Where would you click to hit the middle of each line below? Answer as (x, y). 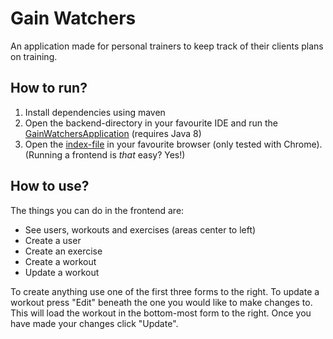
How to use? (50, 186)
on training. (34, 56)
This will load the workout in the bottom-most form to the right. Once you (161, 313)
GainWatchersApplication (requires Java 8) (113, 133)
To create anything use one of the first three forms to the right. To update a (165, 291)
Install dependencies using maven (95, 112)
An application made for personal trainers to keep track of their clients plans (167, 46)
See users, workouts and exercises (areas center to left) (140, 229)
